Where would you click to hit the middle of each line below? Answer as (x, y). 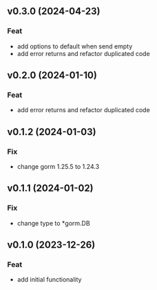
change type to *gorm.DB (54, 223)
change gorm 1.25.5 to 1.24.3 (58, 167)
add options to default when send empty (75, 46)
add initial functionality (49, 280)
